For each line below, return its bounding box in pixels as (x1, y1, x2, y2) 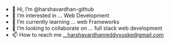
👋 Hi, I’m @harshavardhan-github (11, 6, 95, 12)
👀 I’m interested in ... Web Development (11, 12, 110, 19)
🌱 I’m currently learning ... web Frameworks (11, 18, 120, 25)
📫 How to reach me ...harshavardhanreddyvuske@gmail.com (11, 32, 164, 38)
